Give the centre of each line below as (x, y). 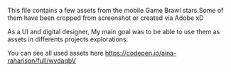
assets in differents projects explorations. (68, 39)
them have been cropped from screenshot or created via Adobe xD (106, 18)
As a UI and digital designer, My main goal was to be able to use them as (114, 32)
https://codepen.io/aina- (141, 53)
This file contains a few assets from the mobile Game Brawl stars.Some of (116, 10)
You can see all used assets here (56, 53)
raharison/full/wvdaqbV (42, 61)
